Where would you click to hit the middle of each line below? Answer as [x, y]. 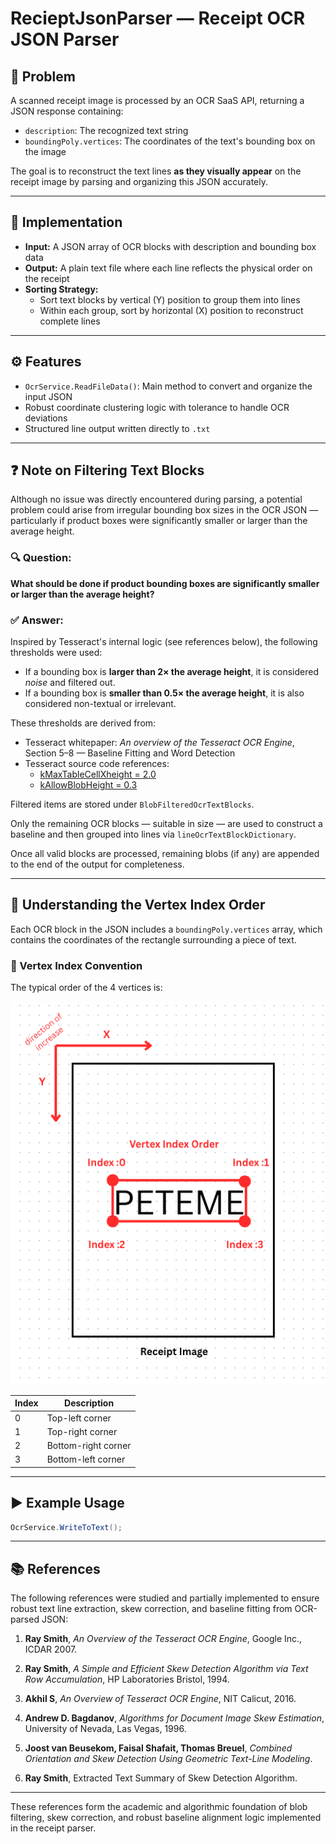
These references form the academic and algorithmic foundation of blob [159, 1807]
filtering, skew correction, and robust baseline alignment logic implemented [166, 1818]
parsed [25, 1619]
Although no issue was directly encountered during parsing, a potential [156, 499]
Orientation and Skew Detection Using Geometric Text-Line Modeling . [168, 1759]
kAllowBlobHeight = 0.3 [88, 785]
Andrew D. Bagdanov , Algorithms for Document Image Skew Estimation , [174, 1718]
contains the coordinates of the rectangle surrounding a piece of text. [153, 939]
